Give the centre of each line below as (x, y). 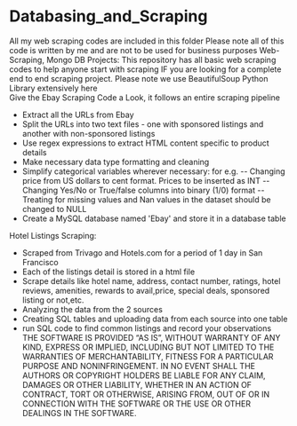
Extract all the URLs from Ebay (78, 114)
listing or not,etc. (53, 300)
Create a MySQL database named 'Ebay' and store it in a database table (154, 218)
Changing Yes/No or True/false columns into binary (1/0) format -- (143, 190)
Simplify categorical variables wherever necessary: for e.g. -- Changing (154, 171)
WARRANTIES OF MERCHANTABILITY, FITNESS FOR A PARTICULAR (148, 356)
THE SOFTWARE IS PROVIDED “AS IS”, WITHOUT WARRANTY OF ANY (151, 337)
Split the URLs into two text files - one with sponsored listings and (143, 124)
